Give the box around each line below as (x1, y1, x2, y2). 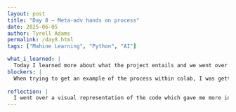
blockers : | (7, 68, 42, 76)
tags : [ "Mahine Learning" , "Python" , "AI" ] (7, 43, 137, 50)
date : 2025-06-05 (7, 23, 58, 30)
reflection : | (7, 88, 49, 95)
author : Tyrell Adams (7, 29, 71, 37)
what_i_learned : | (7, 55, 61, 63)
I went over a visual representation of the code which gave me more (13, 94, 221, 101)
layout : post (7, 10, 46, 17)
